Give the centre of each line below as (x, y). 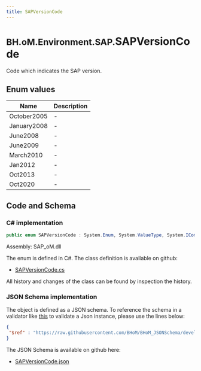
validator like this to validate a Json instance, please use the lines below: (96, 316)
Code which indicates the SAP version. (54, 71)
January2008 (28, 126)
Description (71, 107)
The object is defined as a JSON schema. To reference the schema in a (94, 310)
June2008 (24, 136)
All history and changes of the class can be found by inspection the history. (99, 281)
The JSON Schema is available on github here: (63, 349)
